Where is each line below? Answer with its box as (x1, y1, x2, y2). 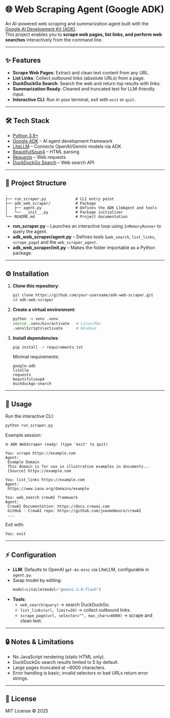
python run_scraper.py (5, 423, 53, 428)
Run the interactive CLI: (5, 413, 54, 419)
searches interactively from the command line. (5, 36, 103, 43)
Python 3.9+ (12, 133, 39, 139)
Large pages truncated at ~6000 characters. (12, 664, 106, 670)
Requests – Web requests (12, 154, 66, 160)
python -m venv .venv (12, 316, 58, 321)
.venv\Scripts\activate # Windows (12, 325, 97, 331)
